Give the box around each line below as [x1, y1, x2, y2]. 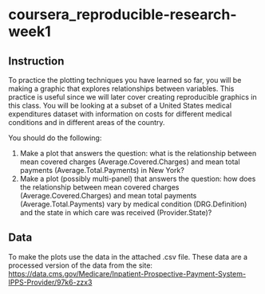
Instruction [8, 54, 65, 68]
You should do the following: [8, 133, 102, 143]
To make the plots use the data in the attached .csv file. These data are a [8, 252, 248, 261]
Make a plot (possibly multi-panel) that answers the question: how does [19, 174, 256, 183]
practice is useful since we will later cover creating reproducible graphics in [8, 92, 257, 101]
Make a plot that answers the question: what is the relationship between [19, 149, 257, 158]
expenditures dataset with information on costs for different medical [8, 109, 232, 119]
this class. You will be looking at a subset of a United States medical [8, 101, 232, 110]
